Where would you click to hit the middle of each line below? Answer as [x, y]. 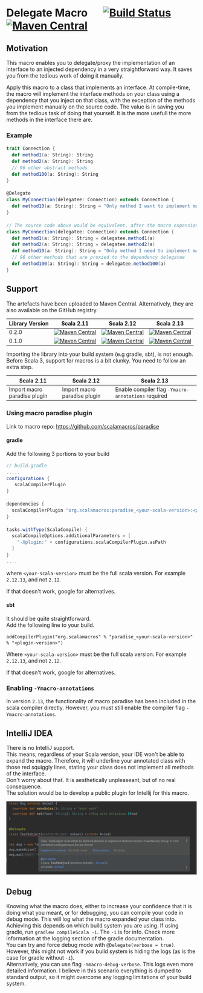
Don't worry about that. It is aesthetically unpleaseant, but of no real [91, 780]
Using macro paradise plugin [49, 413]
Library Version [29, 324]
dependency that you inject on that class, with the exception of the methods [101, 100]
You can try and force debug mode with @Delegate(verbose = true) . [91, 945]
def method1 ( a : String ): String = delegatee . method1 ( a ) [83, 238]
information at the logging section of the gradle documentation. [85, 938]
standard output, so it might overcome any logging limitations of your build [99, 977]
